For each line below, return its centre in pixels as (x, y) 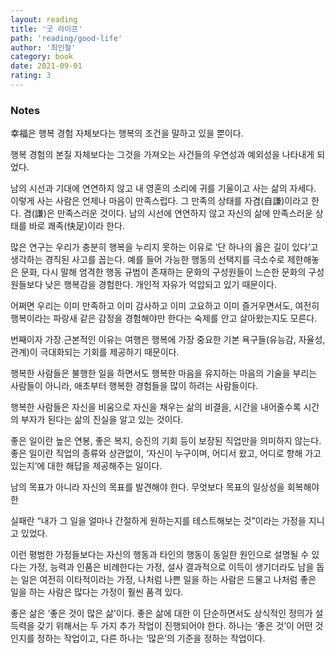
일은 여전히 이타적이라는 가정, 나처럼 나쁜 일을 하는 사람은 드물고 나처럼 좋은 (168, 580)
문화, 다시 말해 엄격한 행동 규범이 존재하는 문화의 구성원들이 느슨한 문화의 (163, 272)
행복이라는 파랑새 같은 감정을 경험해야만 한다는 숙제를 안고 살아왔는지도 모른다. (164, 318)
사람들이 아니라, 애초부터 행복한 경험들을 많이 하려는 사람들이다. (134, 386)
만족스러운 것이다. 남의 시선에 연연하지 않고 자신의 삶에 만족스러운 (184, 213)
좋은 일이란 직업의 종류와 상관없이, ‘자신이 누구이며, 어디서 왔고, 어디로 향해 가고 (166, 453)
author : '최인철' (43, 47)
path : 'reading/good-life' (66, 38)
